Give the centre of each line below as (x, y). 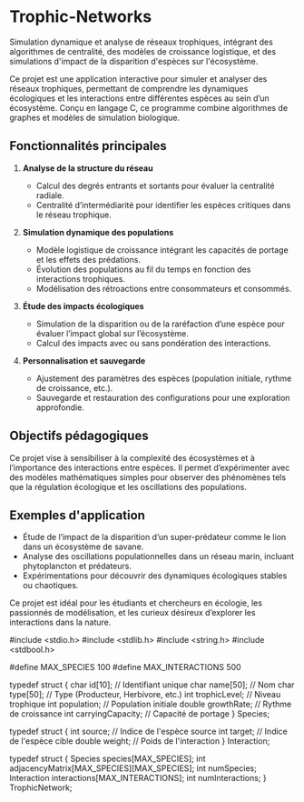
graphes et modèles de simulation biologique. (94, 117)
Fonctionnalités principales (88, 146)
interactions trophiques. (80, 278)
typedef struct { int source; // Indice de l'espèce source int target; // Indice (149, 732)
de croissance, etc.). (74, 387)
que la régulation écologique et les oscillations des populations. (128, 486)
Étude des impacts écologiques (83, 306)
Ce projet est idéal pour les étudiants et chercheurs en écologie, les (136, 603)
